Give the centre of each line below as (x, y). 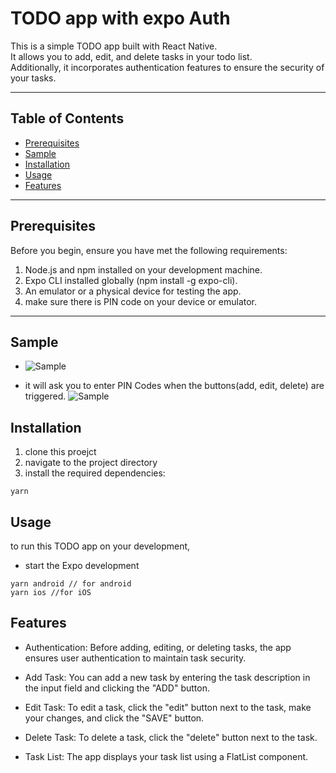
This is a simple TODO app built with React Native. (114, 46)
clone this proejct (60, 452)
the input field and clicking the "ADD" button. (117, 688)
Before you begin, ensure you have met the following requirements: (149, 250)
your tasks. (33, 78)
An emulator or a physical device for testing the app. (133, 291)
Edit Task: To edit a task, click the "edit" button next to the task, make (168, 707)
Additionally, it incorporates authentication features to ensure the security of (167, 67)
